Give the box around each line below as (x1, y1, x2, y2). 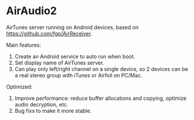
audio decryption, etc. (14, 100, 69, 108)
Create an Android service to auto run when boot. (14, 53, 136, 60)
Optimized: (6, 83, 33, 90)
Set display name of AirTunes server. (14, 59, 104, 66)
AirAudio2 (6, 4, 57, 18)
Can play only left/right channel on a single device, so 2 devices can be (14, 65, 189, 72)
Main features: (6, 41, 41, 48)
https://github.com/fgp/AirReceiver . (6, 30, 93, 37)
